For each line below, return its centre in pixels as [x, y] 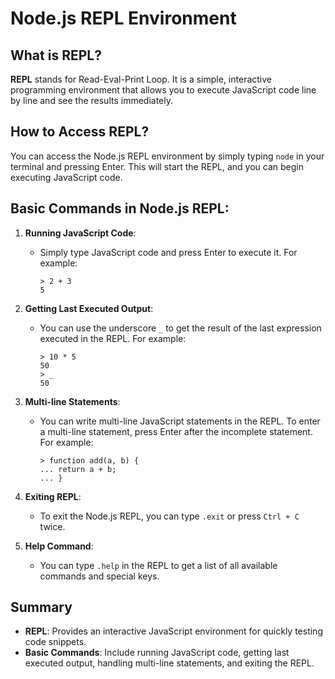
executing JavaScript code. [66, 177]
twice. [52, 526]
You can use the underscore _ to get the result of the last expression [180, 328]
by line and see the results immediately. [91, 100]
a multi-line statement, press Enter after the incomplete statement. [176, 431]
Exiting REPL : [53, 496]
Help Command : [59, 546]
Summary [41, 607]
